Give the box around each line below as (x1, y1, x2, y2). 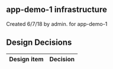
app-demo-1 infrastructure (6, 5, 108, 15)
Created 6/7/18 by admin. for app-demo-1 (6, 20, 108, 27)
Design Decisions (6, 38, 72, 48)
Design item (9, 55, 44, 63)
